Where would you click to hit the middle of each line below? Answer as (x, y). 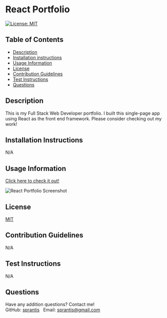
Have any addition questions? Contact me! (50, 304)
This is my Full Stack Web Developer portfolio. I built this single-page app (83, 113)
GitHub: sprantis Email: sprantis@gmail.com (53, 310)
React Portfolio (38, 9)
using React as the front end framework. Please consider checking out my (83, 118)
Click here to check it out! (33, 181)
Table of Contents (35, 40)
